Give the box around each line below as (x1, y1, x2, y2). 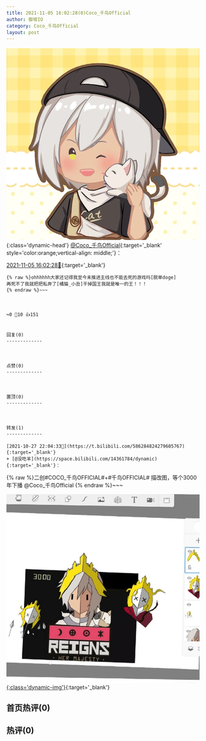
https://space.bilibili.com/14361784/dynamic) (36, 456, 158, 462)
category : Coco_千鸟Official (6, 23, 79, 29)
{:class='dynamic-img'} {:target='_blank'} (6, 683, 110, 691)
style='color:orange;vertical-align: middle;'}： (6, 249, 122, 257)
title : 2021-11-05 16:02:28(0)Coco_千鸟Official (6, 10, 131, 16)
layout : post (6, 29, 40, 36)
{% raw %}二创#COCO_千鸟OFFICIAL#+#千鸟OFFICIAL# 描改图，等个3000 (6, 474, 197, 481)
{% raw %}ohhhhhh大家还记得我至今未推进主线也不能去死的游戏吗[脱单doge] (6, 274, 177, 281)
